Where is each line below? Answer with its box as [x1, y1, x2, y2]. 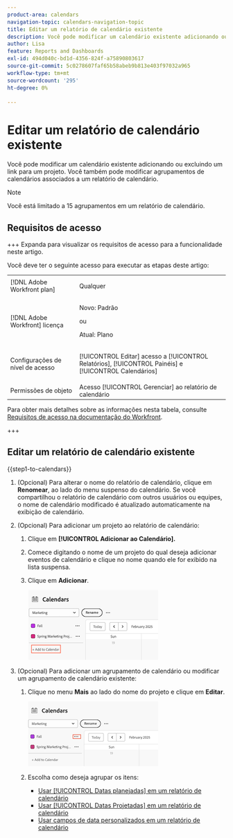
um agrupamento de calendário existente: [17, 674, 137, 683]
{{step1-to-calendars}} [7, 465, 72, 473]
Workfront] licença [10, 320, 64, 329]
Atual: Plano [79, 330, 114, 339]
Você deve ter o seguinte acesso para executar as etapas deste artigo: [7, 261, 209, 269]
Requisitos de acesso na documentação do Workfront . [7, 413, 163, 421]
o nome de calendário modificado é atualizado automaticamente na [17, 500, 210, 508]
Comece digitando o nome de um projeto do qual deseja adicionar [27, 548, 217, 556]
